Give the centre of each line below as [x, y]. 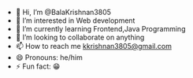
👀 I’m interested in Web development [75, 20]
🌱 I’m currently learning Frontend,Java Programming [100, 29]
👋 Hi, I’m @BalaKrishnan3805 [63, 12]
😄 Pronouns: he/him [49, 58]
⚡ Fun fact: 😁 [38, 66]
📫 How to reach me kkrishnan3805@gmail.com [93, 46]
